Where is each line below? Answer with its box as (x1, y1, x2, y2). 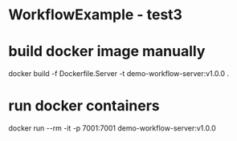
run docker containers (8, 97, 161, 115)
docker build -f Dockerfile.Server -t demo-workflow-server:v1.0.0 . (8, 69, 230, 79)
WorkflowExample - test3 (8, 6, 183, 24)
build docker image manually (8, 42, 206, 61)
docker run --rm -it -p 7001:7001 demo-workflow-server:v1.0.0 (8, 123, 216, 133)
